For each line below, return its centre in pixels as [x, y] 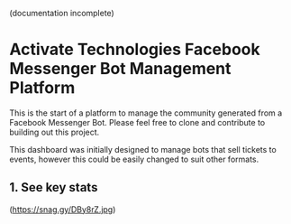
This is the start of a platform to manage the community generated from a [146, 113]
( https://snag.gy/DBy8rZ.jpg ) [63, 209]
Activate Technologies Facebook [135, 50]
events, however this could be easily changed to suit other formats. [134, 159]
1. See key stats [54, 187]
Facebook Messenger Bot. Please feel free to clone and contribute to [137, 122]
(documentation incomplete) [62, 13]
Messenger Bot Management [120, 69]
